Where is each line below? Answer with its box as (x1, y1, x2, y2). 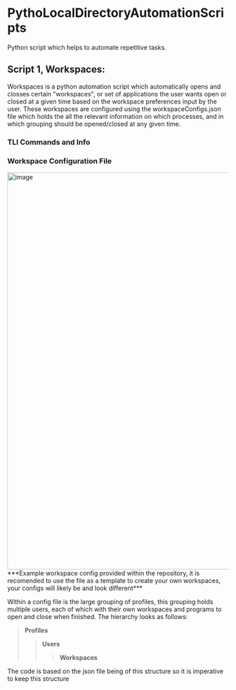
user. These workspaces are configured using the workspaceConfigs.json (7, 104, 221, 113)
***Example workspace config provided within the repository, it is (7, 568, 200, 577)
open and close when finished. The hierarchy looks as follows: (7, 612, 188, 620)
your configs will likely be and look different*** (7, 584, 143, 592)
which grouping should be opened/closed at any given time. (7, 120, 181, 128)
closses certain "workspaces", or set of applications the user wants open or (7, 89, 227, 98)
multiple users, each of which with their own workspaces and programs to (7, 605, 222, 613)
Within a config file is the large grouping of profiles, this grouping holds (7, 597, 214, 606)
